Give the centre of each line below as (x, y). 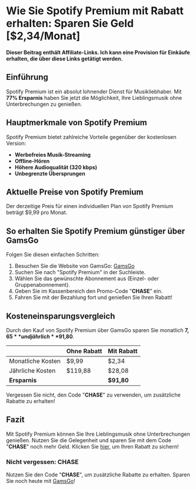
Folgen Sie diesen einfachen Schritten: (53, 255)
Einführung (27, 77)
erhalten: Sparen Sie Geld (70, 23)
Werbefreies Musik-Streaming (53, 154)
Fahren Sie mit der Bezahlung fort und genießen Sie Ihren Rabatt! (93, 297)
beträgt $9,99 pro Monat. (37, 212)
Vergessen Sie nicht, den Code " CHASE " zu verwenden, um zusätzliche (93, 395)
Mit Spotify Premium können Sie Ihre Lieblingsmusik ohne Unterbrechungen (98, 434)
